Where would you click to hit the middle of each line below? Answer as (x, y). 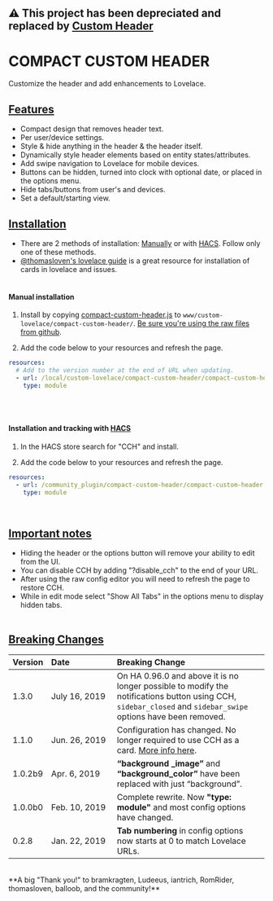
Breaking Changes (56, 639)
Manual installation (41, 297)
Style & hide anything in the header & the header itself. (111, 147)
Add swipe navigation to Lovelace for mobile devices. (110, 164)
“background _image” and (169, 763)
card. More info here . (157, 750)
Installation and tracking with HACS (70, 429)
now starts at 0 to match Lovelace (181, 841)
